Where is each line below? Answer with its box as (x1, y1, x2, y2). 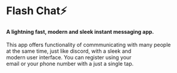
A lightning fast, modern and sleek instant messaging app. (6, 28, 154, 35)
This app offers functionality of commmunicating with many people (6, 42, 171, 49)
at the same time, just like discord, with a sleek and (6, 47, 132, 55)
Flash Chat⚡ (6, 4, 67, 18)
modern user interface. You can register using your (6, 54, 132, 61)
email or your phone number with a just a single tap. (6, 60, 134, 68)
